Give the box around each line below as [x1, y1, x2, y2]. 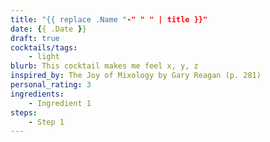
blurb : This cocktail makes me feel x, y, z [10, 61, 199, 71]
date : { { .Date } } [10, 24, 87, 34]
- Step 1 [28, 117, 65, 127]
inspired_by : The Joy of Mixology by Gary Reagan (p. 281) [10, 71, 262, 81]
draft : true [10, 33, 60, 43]
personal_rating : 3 [10, 80, 92, 90]
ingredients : [10, 89, 65, 99]
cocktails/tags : [10, 42, 78, 53]
